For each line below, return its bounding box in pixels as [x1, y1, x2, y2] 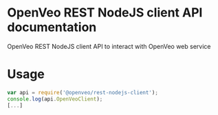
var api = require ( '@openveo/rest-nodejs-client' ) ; [7, 89, 158, 96]
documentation [7, 19, 97, 35]
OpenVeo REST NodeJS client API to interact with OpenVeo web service [7, 42, 211, 50]
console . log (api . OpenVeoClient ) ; [7, 95, 103, 103]
